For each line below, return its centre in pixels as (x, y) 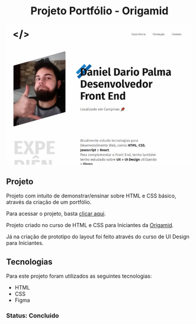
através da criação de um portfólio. (49, 202)
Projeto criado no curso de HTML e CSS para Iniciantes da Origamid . (90, 225)
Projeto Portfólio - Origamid (99, 11)
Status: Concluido (33, 315)
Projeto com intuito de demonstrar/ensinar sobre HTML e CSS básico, (91, 196)
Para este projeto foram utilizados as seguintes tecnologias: (79, 276)
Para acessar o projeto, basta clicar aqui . (56, 214)
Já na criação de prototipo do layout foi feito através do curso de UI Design (98, 237)
